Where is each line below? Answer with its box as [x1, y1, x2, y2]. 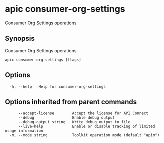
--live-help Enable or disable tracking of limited [18, 124, 155, 129]
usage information [5, 128, 43, 133]
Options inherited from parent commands [5, 97, 137, 106]
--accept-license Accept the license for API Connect [18, 111, 149, 116]
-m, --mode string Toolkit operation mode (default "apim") [9, 133, 160, 138]
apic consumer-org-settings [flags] [5, 57, 81, 62]
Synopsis [5, 34, 35, 43]
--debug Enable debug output [18, 115, 115, 120]
